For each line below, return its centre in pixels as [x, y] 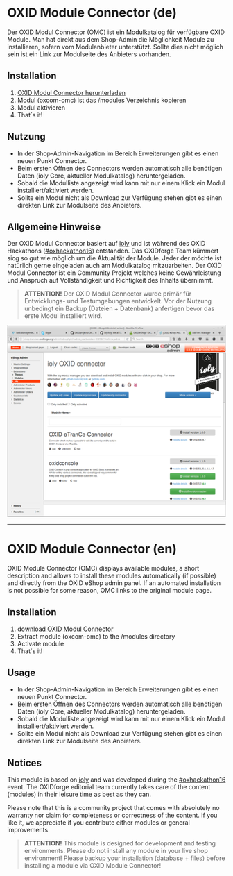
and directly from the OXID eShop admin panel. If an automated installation [114, 583]
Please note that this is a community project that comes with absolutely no [113, 808]
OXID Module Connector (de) [92, 13]
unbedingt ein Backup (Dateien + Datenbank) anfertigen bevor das [119, 309]
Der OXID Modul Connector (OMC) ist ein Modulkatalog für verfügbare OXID [116, 32]
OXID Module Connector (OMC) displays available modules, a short [103, 568]
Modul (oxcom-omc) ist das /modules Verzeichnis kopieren [102, 100]
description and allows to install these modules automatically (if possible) [112, 575]
